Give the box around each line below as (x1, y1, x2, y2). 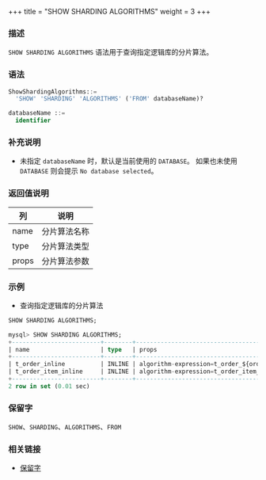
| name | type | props (8, 345, 158, 353)
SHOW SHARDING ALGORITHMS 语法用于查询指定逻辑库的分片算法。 (8, 48, 214, 57)
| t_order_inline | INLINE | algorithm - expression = (8, 360, 215, 368)
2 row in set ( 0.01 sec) (8, 382, 90, 390)
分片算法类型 (41, 241, 89, 252)
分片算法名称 (41, 226, 89, 237)
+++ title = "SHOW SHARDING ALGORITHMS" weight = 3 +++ (8, 7, 211, 16)
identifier (15, 116, 51, 125)
